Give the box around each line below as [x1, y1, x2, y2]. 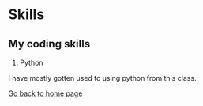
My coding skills [8, 37, 91, 51]
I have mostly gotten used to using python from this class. [8, 74, 197, 82]
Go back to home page [8, 89, 83, 98]
